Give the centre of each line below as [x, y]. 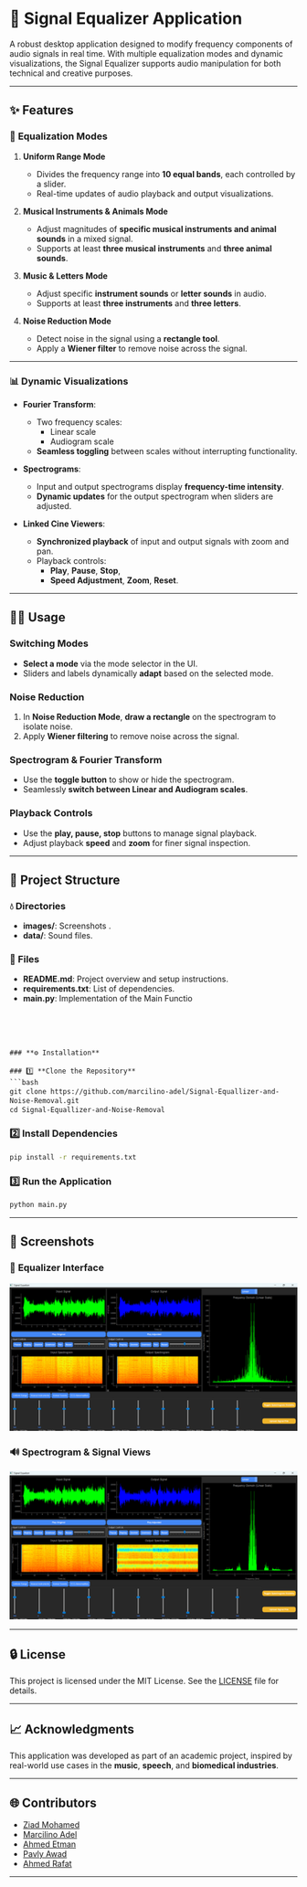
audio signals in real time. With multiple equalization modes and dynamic [146, 53]
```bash [24, 1083]
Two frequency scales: [79, 422]
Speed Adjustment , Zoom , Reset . [114, 580]
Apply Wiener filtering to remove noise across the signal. [131, 736]
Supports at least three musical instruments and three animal [154, 248]
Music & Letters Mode [65, 276]
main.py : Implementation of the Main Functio [108, 999]
